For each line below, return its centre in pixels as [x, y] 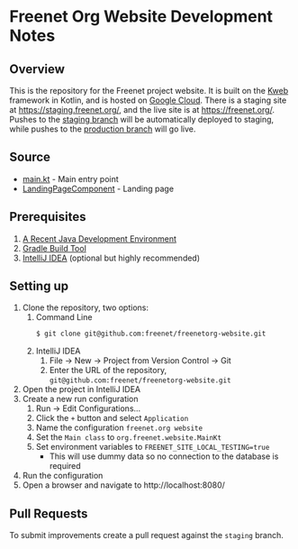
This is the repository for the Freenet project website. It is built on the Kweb [149, 91]
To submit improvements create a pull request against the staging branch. [146, 535]
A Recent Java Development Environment [99, 238]
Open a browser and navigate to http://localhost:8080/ [123, 485]
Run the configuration [63, 476]
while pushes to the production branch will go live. [103, 129]
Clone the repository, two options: [85, 307]
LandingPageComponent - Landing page [98, 188]
